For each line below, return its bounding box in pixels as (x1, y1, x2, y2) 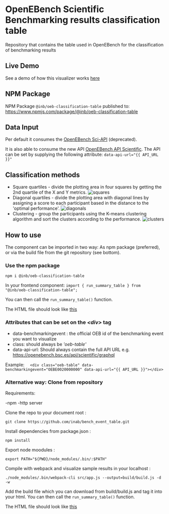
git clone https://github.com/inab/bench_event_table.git (5, 419, 130, 424)
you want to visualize (12, 335, 57, 341)
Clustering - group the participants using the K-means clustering (12, 211, 147, 217)
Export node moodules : (5, 446, 55, 452)
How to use (5, 231, 41, 239)
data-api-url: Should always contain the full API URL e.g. (12, 347, 130, 353)
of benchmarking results (5, 47, 57, 53)
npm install (5, 438, 30, 443)
